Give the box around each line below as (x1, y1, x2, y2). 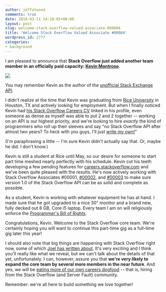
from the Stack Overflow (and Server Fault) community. (5, 272, 118, 278)
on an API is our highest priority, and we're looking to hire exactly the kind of (5, 118, 162, 124)
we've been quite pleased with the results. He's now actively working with (5, 169, 157, 175)
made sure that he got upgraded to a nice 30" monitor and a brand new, (5, 200, 152, 206)
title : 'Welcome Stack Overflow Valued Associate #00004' (5, 30, 127, 35)
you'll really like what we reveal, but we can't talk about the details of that (5, 250, 155, 256)
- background (5, 44, 32, 49)
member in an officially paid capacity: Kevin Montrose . (5, 63, 120, 69)
